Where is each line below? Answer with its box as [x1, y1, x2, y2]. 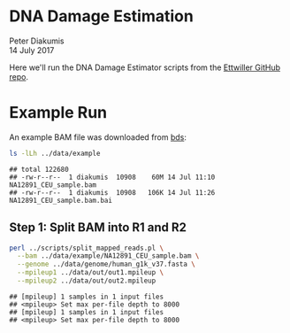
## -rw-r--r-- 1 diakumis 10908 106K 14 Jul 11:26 [9, 188, 216, 197]
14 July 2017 [9, 44, 55, 55]
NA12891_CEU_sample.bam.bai [9, 196, 113, 205]
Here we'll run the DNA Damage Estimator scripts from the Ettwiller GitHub [9, 62, 281, 73]
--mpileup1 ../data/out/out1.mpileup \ [17, 268, 164, 277]
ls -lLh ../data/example [9, 149, 101, 158]
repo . [9, 71, 29, 81]
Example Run [9, 103, 108, 123]
